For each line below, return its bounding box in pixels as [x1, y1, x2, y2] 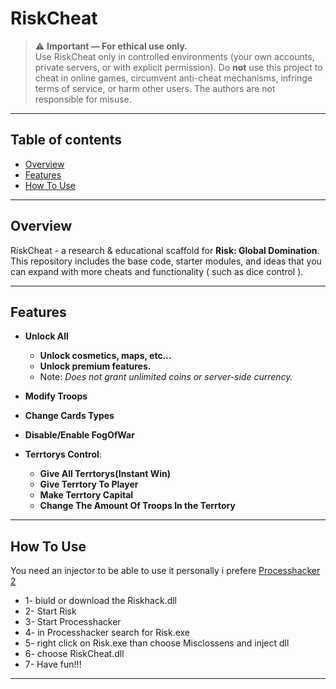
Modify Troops [24, 390, 88, 402]
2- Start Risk [24, 605, 77, 617]
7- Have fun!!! [24, 658, 82, 671]
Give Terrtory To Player [39, 478, 139, 491]
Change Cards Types [24, 410, 115, 422]
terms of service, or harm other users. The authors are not [34, 82, 276, 94]
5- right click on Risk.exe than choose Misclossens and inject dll [24, 637, 290, 649]
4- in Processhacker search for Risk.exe [24, 627, 191, 639]
